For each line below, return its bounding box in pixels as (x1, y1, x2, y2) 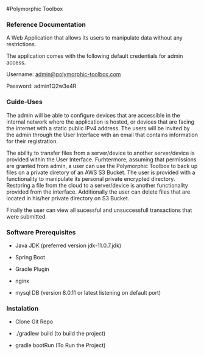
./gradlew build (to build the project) (15, 330, 106, 337)
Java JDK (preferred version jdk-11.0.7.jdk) (15, 242, 122, 249)
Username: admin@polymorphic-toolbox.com (6, 71, 121, 78)
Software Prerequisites (6, 228, 76, 236)
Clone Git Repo (15, 318, 54, 325)
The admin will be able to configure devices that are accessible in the (6, 111, 181, 119)
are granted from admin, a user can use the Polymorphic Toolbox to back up (6, 162, 198, 169)
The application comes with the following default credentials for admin (6, 52, 183, 60)
